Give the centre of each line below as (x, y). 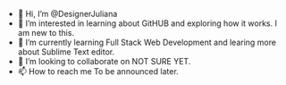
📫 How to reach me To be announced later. (98, 71)
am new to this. (46, 33)
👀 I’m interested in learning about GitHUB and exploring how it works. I (147, 23)
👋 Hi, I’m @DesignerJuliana (67, 14)
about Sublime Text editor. (66, 52)
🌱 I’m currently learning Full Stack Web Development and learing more (147, 42)
